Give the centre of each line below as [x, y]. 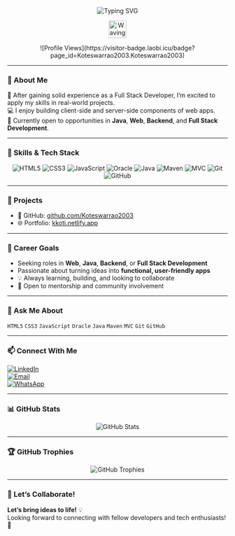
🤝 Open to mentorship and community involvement [91, 286]
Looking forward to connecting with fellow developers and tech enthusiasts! [116, 517]
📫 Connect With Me [42, 351]
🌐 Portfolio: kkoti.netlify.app [57, 223]
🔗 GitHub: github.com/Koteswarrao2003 [76, 215]
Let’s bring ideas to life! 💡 [45, 509]
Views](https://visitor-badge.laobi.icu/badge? [129, 48]
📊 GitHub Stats [34, 409]
